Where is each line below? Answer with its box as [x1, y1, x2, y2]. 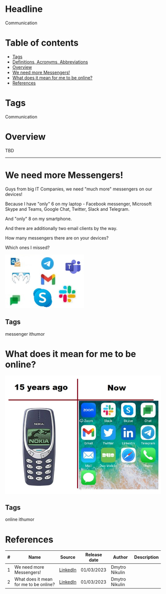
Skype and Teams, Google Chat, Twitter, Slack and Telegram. [5, 206, 130, 212]
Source [60, 554, 76, 560]
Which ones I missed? [5, 244, 50, 250]
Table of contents [5, 37, 79, 49]
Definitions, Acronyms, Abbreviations [12, 59, 88, 65]
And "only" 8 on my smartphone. [5, 216, 72, 222]
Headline [5, 3, 43, 15]
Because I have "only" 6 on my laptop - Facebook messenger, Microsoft [5, 201, 152, 207]
